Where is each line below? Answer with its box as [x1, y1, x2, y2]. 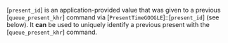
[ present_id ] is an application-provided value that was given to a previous [6, 6, 221, 14]
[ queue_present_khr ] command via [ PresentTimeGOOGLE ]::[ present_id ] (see [6, 13, 220, 21]
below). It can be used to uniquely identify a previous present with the [6, 21, 210, 28]
